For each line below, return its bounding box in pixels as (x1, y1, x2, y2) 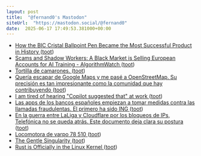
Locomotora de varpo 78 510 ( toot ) (14, 131, 101, 138)
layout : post (6, 8, 39, 15)
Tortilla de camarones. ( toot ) (14, 67, 86, 75)
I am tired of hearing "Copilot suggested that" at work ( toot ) (14, 93, 163, 100)
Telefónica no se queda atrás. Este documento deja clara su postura (14, 118, 184, 126)
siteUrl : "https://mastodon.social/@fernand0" (6, 20, 128, 26)
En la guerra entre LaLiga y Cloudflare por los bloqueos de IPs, (14, 112, 170, 119)
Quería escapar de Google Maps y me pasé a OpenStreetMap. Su (14, 74, 177, 81)
